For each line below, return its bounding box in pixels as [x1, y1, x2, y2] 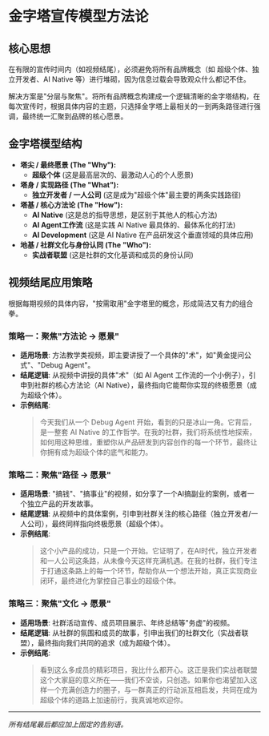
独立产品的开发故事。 [26, 499, 98, 509]
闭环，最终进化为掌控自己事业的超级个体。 [39, 576, 181, 585]
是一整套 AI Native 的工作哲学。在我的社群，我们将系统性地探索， [39, 427, 256, 436]
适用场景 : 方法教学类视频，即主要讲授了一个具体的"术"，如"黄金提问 [19, 350, 245, 360]
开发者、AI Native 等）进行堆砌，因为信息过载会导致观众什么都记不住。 [14, 74, 251, 84]
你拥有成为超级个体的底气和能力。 [39, 447, 153, 456]
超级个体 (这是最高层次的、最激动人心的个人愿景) [31, 170, 194, 179]
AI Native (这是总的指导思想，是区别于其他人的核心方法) [31, 210, 218, 219]
